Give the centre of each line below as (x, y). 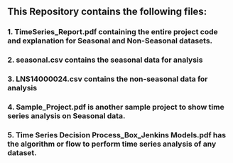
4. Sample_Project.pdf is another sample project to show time (116, 107)
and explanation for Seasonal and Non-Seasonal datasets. (110, 41)
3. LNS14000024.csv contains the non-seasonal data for (108, 79)
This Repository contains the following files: (107, 12)
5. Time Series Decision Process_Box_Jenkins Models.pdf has (116, 135)
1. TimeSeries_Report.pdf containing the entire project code (113, 32)
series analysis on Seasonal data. (66, 116)
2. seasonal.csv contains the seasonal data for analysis (105, 60)
